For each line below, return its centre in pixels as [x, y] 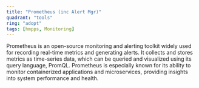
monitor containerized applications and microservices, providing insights [97, 72]
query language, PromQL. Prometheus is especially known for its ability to [99, 66]
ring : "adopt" [24, 23]
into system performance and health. [52, 78]
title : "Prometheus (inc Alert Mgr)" [54, 12]
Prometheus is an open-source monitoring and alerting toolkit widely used [99, 46]
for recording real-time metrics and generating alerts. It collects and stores [99, 53]
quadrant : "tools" [29, 18]
